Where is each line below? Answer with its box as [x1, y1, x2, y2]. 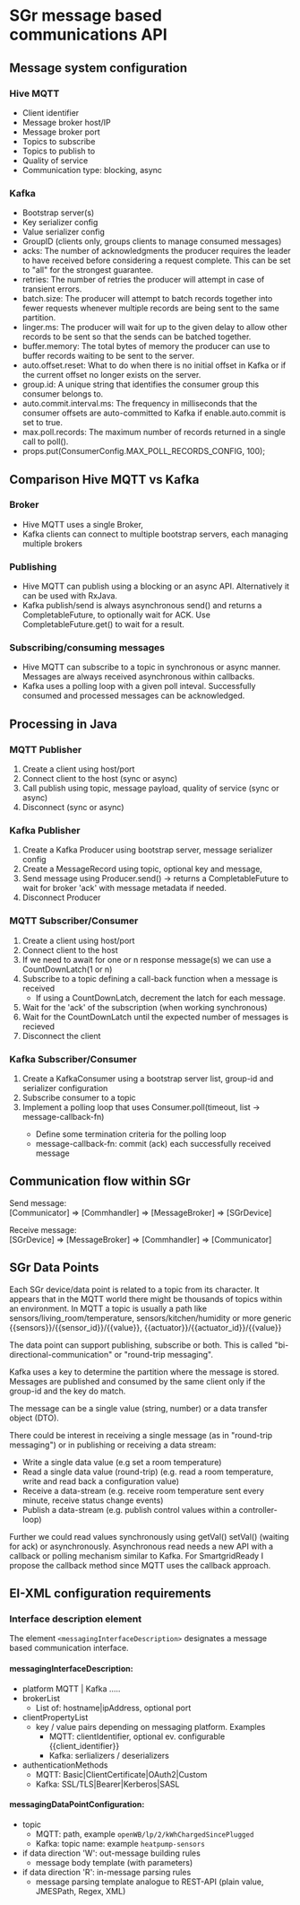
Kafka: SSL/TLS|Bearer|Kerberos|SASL [35, 1778, 180, 1789]
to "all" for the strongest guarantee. [21, 265, 154, 275]
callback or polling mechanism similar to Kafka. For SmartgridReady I [9, 1550, 264, 1561]
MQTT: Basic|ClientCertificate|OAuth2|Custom [35, 1769, 208, 1779]
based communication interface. [9, 1643, 129, 1654]
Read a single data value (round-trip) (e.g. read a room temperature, [21, 1466, 274, 1477]
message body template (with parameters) [35, 1857, 193, 1867]
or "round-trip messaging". [114, 1349, 213, 1359]
